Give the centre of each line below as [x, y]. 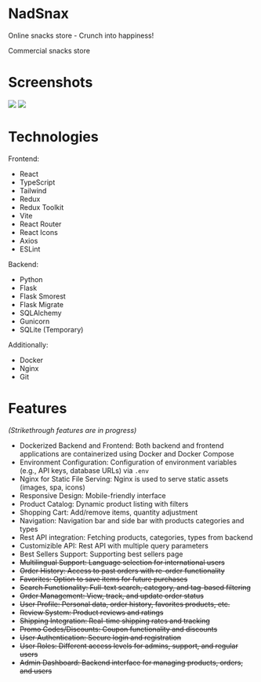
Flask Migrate [42, 304]
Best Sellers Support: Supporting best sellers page [101, 554]
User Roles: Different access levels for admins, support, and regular [129, 646]
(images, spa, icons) [53, 487]
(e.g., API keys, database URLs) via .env [84, 470]
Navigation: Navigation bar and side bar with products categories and [132, 520]
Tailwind [33, 190]
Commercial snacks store [49, 50]
